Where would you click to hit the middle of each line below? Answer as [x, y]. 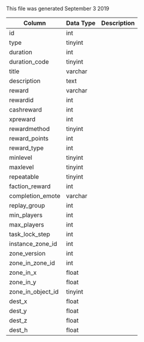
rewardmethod [30, 129]
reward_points [29, 138]
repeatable [24, 177]
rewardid [22, 100]
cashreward [26, 110]
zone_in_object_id [34, 292]
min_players [26, 215]
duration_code [29, 62]
